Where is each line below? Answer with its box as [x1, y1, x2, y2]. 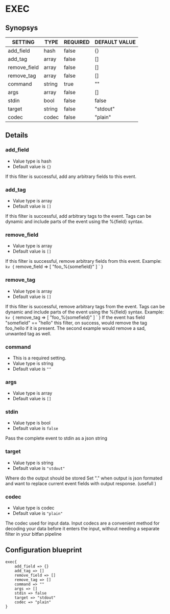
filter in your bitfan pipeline [5, 531, 62, 537]
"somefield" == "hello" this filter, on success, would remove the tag [5, 320, 147, 326]
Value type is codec [12, 505, 55, 511]
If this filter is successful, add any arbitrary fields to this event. [5, 173, 137, 179]
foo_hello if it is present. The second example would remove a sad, [5, 325, 146, 331]
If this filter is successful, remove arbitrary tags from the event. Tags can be [5, 303, 165, 309]
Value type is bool [12, 420, 51, 426]
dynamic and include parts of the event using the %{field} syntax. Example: [5, 309, 164, 315]
